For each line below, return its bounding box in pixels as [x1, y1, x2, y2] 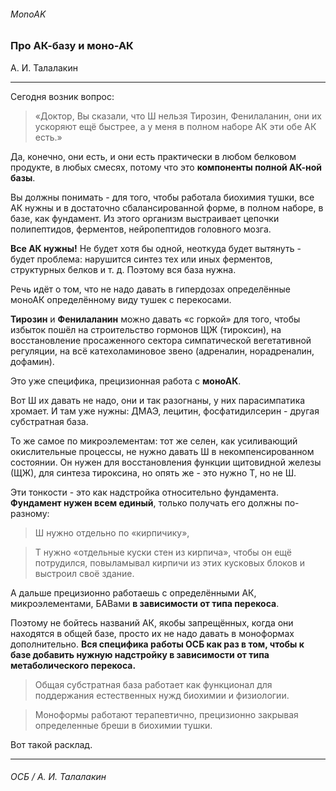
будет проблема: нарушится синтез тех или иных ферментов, [10, 253, 273, 265]
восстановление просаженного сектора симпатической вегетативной [10, 334, 312, 346]
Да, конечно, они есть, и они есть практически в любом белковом [10, 150, 297, 162]
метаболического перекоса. [10, 659, 137, 671]
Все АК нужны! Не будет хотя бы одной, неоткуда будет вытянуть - [10, 242, 302, 254]
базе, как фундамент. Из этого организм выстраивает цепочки [10, 212, 280, 224]
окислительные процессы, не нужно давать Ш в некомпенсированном [10, 445, 315, 457]
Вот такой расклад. [10, 738, 93, 750]
